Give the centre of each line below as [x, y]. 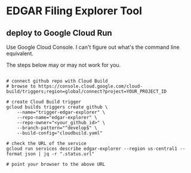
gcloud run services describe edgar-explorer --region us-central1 [92, 149]
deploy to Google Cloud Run [59, 33]
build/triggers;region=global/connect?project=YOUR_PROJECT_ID [87, 92]
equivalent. [20, 54]
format [14, 154]
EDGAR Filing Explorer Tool [74, 11]
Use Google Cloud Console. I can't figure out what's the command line [93, 47]
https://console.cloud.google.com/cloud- [90, 86]
